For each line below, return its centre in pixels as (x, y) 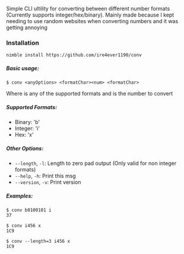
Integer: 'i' (27, 128)
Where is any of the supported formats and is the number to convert (90, 94)
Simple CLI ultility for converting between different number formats (88, 9)
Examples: (20, 196)
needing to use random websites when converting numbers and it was (92, 21)
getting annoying (27, 27)
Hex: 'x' (24, 135)
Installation (23, 43)
